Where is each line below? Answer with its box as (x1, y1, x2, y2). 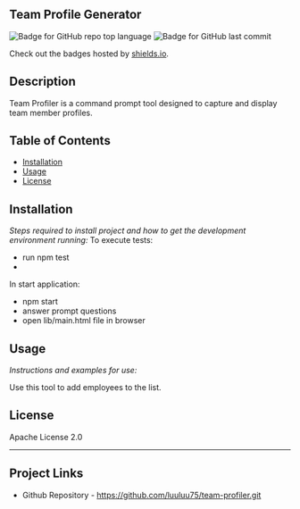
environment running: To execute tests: (9, 235, 154, 246)
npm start (21, 296, 58, 307)
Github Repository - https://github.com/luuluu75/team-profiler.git (21, 489, 262, 500)
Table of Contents (9, 133, 112, 148)
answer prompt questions (21, 305, 117, 316)
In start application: (9, 279, 80, 289)
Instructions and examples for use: (9, 365, 137, 376)
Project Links (9, 466, 84, 481)
